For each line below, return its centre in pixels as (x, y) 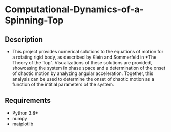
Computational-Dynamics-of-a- (74, 10)
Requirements (28, 100)
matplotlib (23, 124)
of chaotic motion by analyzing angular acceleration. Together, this (83, 73)
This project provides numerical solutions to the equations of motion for (88, 52)
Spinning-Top (34, 20)
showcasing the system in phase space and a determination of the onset (89, 68)
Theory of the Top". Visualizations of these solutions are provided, (82, 62)
